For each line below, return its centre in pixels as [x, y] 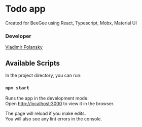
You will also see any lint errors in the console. [54, 119]
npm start [17, 88]
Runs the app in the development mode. [47, 98]
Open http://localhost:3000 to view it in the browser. [60, 104]
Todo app [25, 9]
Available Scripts [32, 63]
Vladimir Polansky [24, 47]
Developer [18, 36]
